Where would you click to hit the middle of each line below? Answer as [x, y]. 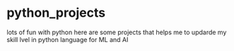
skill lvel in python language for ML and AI [68, 39]
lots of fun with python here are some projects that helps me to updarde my [117, 32]
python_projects [56, 13]
